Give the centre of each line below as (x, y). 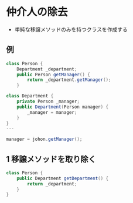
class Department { (30, 96)
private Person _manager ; (48, 101)
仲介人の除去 (37, 12)
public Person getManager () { (54, 75)
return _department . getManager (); (69, 80)
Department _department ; (47, 69)
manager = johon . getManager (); (44, 139)
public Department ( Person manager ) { (63, 107)
